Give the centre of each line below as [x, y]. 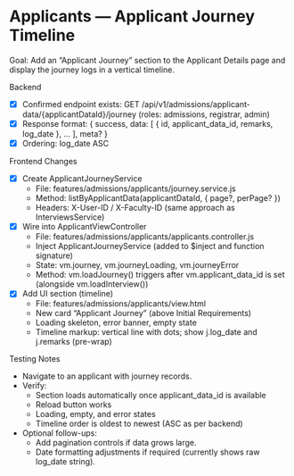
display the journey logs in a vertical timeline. [92, 70]
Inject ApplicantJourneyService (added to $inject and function [150, 246]
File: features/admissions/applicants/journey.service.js [135, 188]
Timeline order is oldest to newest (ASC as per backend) [139, 424]
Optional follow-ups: [60, 433]
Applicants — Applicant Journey [132, 17]
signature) [54, 255]
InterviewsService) [70, 217]
